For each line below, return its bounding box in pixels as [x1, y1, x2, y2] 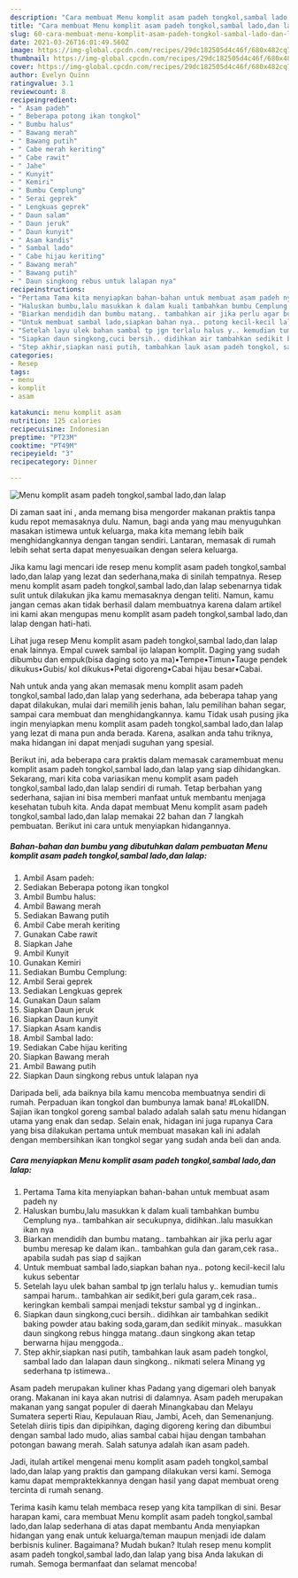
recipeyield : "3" [10, 449, 74, 458]
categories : [10, 351, 54, 360]
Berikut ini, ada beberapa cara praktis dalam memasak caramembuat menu [10, 754, 284, 765]
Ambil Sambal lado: [22, 1032, 94, 1043]
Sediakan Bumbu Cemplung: [22, 966, 127, 977]
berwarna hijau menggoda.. [22, 1337, 124, 1348]
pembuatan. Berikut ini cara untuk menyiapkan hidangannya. [10, 821, 231, 831]
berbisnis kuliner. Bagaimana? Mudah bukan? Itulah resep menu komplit [10, 1539, 272, 1550]
